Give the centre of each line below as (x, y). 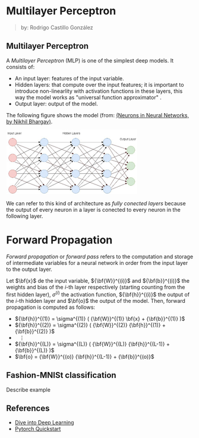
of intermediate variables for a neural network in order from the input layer (97, 263)
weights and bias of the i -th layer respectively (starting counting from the (96, 287)
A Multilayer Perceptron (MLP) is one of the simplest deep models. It (90, 60)
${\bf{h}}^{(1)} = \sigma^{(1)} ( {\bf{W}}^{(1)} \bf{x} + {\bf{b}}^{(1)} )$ (100, 318)
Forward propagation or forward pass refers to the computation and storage (100, 256)
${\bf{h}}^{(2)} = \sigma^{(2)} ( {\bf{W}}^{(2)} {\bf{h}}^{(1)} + (90, 325)
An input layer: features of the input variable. (70, 78)
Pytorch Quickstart (38, 429)
